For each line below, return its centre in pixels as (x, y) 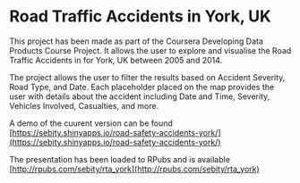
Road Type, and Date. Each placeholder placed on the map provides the (142, 87)
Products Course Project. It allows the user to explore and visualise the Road (150, 50)
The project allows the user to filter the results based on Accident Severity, (147, 77)
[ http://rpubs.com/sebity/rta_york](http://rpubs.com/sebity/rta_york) (134, 169)
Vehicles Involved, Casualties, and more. (84, 105)
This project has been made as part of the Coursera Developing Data (137, 41)
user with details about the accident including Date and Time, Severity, (140, 96)
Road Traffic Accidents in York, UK (140, 17)
